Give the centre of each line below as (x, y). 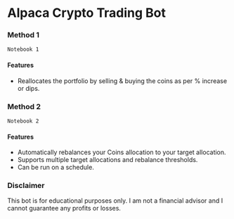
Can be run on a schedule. (56, 168)
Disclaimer (26, 186)
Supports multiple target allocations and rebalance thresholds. (108, 160)
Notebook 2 (23, 121)
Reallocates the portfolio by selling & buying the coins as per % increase (122, 81)
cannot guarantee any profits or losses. (64, 208)
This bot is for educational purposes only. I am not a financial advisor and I (115, 201)
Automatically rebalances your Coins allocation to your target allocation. (122, 152)
